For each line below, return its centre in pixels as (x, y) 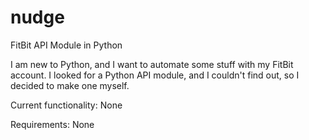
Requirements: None (52, 124)
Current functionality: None (66, 105)
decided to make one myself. (70, 85)
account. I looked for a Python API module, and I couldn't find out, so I (155, 75)
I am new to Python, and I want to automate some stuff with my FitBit (152, 64)
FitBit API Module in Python (66, 45)
